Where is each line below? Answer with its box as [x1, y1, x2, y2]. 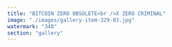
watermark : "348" [7, 23, 58, 30]
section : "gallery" [7, 29, 64, 37]
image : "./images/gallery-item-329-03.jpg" [7, 17, 135, 23]
